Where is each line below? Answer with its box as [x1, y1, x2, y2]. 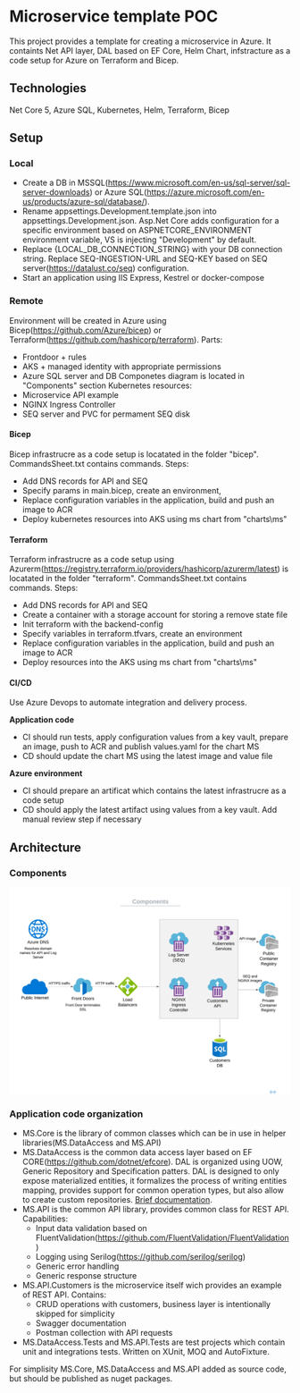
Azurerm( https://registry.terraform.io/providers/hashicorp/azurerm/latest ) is [9, 563, 288, 574]
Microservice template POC [9, 6, 219, 27]
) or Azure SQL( [88, 187, 147, 198]
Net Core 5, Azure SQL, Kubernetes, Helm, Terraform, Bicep [9, 105, 230, 115]
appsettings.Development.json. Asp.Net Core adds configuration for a [21, 215, 279, 226]
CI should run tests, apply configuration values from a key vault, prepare [21, 731, 288, 743]
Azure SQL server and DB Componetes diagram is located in [21, 370, 246, 381]
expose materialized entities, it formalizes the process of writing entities [21, 1176, 287, 1186]
